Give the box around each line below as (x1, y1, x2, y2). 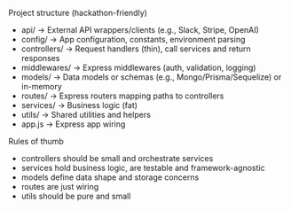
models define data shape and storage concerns (20, 172, 200, 183)
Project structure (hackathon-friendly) (8, 8, 148, 18)
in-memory (20, 82, 63, 91)
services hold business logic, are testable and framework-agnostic (20, 163, 265, 173)
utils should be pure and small (20, 191, 131, 201)
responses (20, 53, 60, 63)
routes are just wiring (20, 182, 99, 191)
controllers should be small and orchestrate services (20, 153, 214, 163)
